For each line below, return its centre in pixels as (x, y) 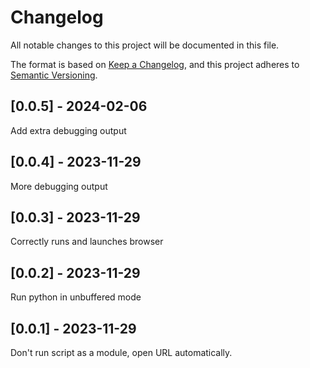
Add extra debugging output (68, 130)
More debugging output (59, 186)
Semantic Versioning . (54, 75)
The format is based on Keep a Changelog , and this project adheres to (155, 64)
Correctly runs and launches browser (87, 242)
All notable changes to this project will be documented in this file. (145, 45)
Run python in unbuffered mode (76, 297)
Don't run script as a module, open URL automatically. (121, 352)
